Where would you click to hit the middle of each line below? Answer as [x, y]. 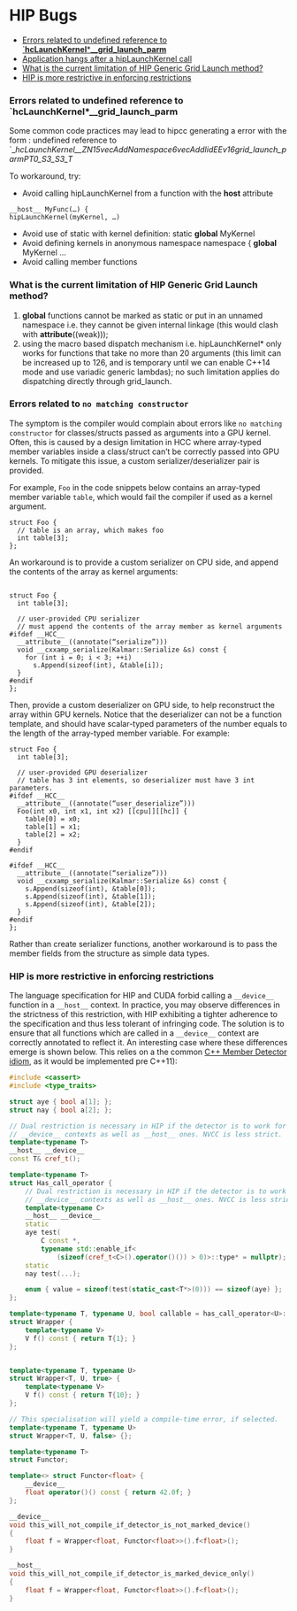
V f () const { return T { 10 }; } [83, 1395]
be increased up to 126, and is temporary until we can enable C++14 [146, 362]
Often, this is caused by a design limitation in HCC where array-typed [136, 442]
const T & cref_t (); [45, 1159]
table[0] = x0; [53, 819]
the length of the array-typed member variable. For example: [119, 733]
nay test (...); [53, 1274]
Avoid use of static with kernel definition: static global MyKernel [138, 234]
